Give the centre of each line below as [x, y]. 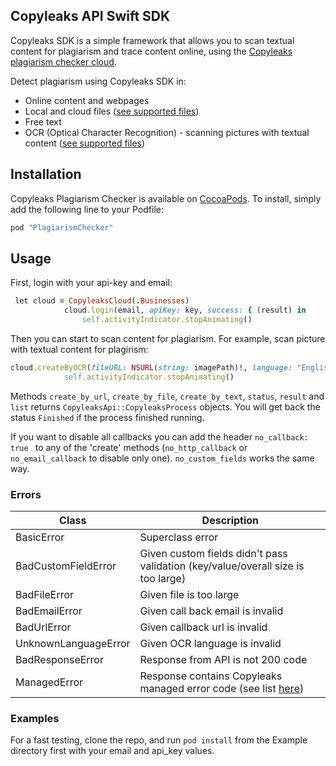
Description [230, 520]
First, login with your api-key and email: [91, 283]
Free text [43, 121]
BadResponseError [59, 659]
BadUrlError [43, 627]
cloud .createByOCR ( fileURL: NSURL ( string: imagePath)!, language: [151, 367]
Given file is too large [189, 594]
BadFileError [45, 594]
